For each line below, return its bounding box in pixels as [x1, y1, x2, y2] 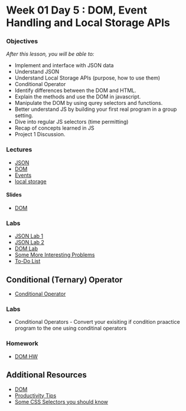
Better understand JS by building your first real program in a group [14, 106, 177, 113]
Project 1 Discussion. [14, 131, 66, 138]
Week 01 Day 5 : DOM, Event [6, 4, 148, 17]
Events [14, 172, 32, 179]
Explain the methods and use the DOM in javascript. [14, 93, 141, 100]
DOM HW [14, 353, 38, 360]
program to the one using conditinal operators [14, 325, 127, 332]
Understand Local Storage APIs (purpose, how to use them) [14, 74, 161, 81]
